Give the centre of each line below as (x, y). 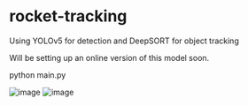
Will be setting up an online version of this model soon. (109, 57)
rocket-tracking (68, 16)
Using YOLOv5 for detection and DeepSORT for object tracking (124, 41)
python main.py (38, 75)
